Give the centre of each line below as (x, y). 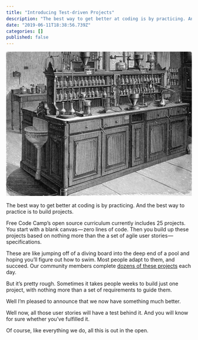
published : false (27, 37)
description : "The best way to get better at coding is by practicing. (96, 19)
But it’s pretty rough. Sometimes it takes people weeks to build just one (92, 283)
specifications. (24, 241)
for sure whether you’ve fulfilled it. (48, 319)
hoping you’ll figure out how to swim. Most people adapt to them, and (90, 259)
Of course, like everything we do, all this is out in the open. (77, 330)
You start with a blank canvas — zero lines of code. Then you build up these (98, 229)
